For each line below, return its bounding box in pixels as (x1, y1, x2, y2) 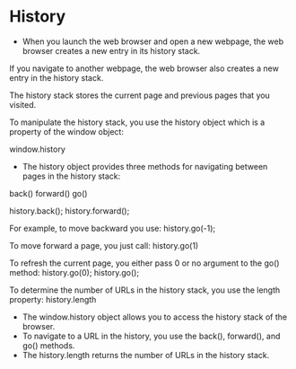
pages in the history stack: (22, 171, 121, 181)
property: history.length (9, 294, 97, 304)
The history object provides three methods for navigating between (22, 161, 268, 171)
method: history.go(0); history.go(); (9, 267, 140, 277)
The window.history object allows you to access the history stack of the (22, 312, 288, 322)
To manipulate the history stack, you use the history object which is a (9, 117, 266, 127)
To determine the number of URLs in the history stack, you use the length (9, 285, 281, 295)
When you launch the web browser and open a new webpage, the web (22, 36, 284, 47)
